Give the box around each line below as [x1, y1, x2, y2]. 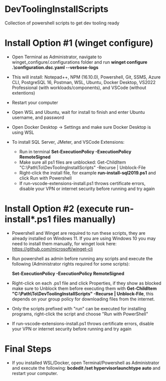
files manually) [53, 214, 116, 225]
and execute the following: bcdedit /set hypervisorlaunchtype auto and [11, 365, 161, 371]
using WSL [11, 129, 34, 135]
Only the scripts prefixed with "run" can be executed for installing [11, 305, 146, 311]
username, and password [11, 114, 64, 120]
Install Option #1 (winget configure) [4, 37, 154, 49]
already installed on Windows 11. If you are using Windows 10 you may [11, 235, 156, 241]
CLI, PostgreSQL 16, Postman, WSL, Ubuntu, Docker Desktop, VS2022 [11, 79, 156, 85]
